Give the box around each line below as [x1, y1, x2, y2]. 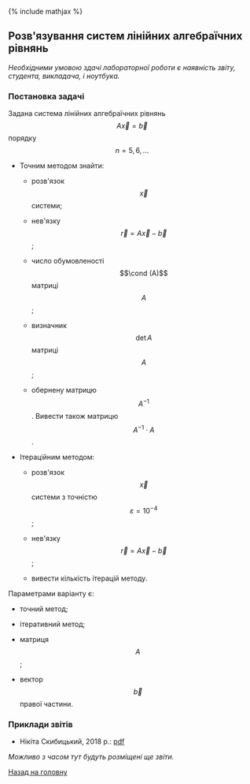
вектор [19, 674, 43, 685]
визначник [31, 321, 67, 330]
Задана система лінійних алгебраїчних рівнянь [8, 109, 167, 118]
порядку [8, 133, 37, 143]
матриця [19, 635, 50, 644]
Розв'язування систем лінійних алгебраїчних [8, 29, 243, 43]
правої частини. [19, 700, 73, 709]
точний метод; [19, 604, 68, 614]
